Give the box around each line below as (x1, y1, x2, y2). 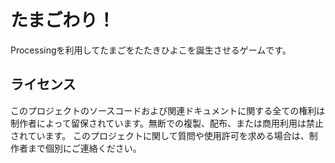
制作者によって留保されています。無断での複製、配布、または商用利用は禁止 (10, 117, 325, 129)
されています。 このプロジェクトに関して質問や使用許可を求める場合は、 (10, 129, 310, 141)
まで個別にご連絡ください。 (27, 142, 142, 154)
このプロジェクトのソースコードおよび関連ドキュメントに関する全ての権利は (10, 104, 326, 116)
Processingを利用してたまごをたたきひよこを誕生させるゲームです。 (10, 44, 292, 56)
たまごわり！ (10, 9, 116, 32)
